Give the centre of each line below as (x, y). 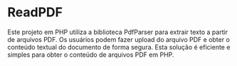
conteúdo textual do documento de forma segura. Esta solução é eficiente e (119, 47)
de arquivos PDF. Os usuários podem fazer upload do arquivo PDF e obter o (118, 39)
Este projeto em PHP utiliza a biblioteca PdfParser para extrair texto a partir (118, 32)
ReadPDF (35, 12)
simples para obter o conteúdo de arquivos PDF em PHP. (91, 55)
